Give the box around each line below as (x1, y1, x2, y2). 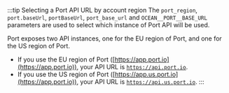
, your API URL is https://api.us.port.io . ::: (76, 78, 204, 86)
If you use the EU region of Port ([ (17, 55, 116, 64)
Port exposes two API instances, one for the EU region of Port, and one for (7, 34, 222, 43)
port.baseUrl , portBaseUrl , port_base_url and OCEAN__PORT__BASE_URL (7, 13, 208, 22)
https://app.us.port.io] (114, 70, 179, 78)
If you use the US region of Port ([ (17, 70, 116, 78)
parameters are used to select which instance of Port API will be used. (7, 21, 210, 29)
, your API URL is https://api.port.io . (76, 63, 188, 71)
